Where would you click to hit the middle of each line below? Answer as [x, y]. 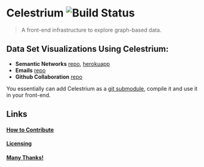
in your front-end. [28, 95]
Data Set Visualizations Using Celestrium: [88, 49]
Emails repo [30, 70]
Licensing [19, 144]
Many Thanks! [25, 157]
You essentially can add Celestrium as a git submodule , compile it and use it [102, 88]
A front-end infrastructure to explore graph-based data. [91, 30]
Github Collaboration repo [49, 77]
